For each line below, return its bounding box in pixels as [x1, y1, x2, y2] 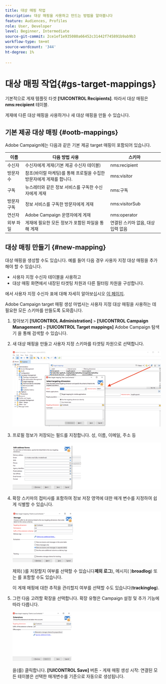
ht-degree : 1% [5, 49, 35, 54]
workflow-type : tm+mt [5, 40, 50, 44]
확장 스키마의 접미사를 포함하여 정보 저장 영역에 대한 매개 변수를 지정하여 [12, 495, 152, 501]
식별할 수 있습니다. [17, 501, 53, 507]
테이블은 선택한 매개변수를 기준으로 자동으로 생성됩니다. [17, 674, 125, 680]
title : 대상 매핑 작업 [5, 8, 46, 13]
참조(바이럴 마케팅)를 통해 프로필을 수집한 [25, 170, 105, 176]
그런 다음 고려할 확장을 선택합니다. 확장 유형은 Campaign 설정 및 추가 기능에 [12, 595, 160, 601]
